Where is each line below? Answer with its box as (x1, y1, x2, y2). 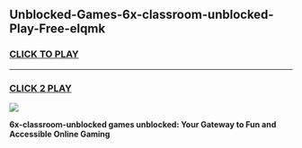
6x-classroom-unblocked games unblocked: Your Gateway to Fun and (9, 118, 277, 129)
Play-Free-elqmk (9, 22, 106, 37)
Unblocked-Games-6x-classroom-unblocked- (9, 7, 274, 22)
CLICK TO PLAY (9, 48, 79, 61)
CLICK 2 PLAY (9, 82, 72, 94)
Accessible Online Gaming (9, 128, 111, 139)
